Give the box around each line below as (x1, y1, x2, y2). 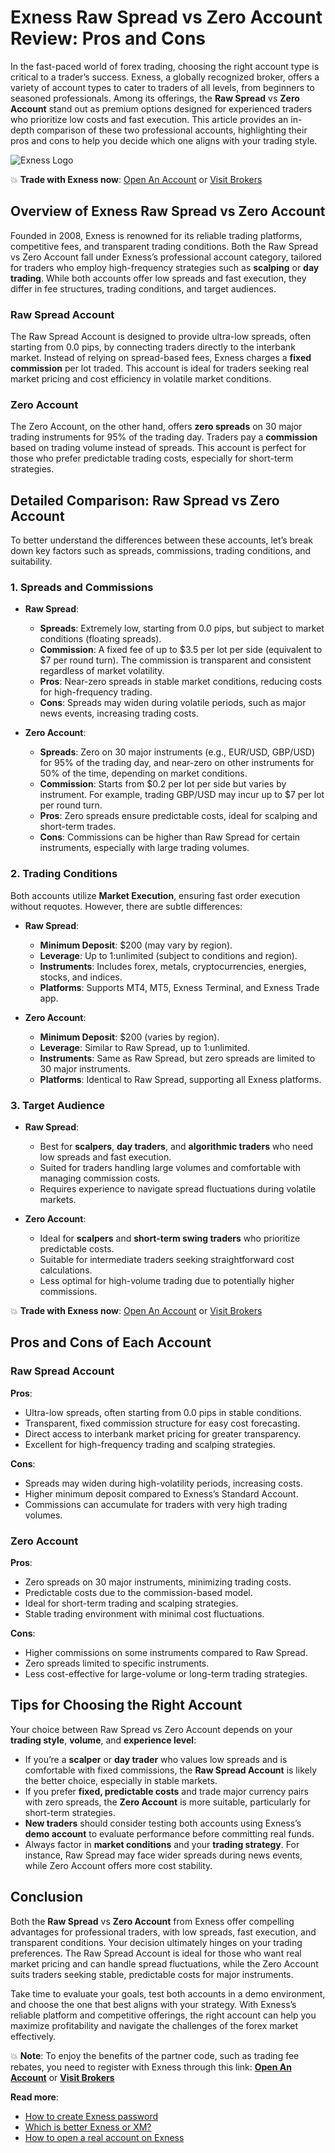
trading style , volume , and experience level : (10, 1734, 197, 1746)
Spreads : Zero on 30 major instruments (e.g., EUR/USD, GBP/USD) (39, 746, 315, 758)
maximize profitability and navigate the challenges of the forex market (10, 2019, 298, 2031)
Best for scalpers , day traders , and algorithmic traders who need (39, 1141, 314, 1153)
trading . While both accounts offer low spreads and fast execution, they (10, 272, 307, 284)
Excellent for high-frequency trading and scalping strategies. (24, 1438, 276, 1450)
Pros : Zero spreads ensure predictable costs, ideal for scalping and (39, 810, 318, 822)
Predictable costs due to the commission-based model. (24, 1587, 253, 1599)
